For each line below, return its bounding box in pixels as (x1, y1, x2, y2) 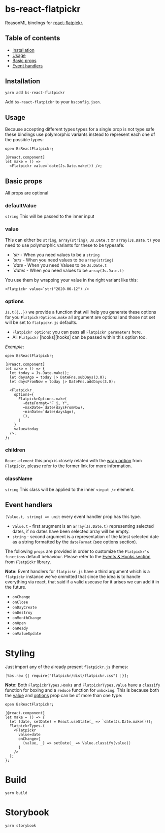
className (5, 475, 33, 482)
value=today (14, 426, 38, 431)
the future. (5, 584, 27, 590)
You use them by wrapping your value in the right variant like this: (5, 277, 138, 283)
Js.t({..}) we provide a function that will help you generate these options (5, 309, 157, 315)
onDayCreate (12, 605, 37, 610)
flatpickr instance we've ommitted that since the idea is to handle (5, 574, 140, 579)
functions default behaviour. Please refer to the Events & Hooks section (5, 554, 151, 560)
